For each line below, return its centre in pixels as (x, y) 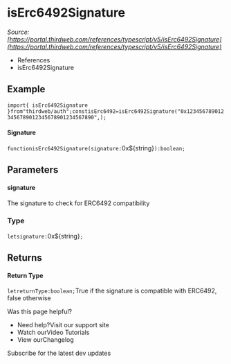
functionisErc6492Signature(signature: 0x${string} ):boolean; (96, 148)
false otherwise (29, 298)
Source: (18, 32)
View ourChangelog (45, 340)
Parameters (33, 170)
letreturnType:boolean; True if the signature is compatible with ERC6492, (112, 291)
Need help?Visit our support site (63, 325)
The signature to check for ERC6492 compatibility (78, 203)
